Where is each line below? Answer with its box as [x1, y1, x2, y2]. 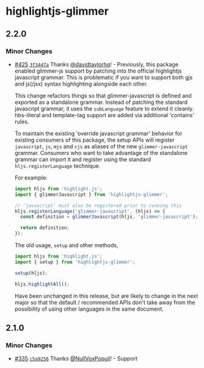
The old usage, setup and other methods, [14, 242, 118, 248]
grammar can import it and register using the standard [14, 156, 151, 163]
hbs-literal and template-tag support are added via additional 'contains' [14, 111, 195, 118]
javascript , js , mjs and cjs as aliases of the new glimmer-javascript [14, 142, 188, 150]
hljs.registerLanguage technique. [14, 162, 101, 169]
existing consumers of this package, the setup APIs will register [14, 136, 175, 143]
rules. [14, 118, 29, 125]
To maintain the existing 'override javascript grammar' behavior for [14, 129, 183, 137]
